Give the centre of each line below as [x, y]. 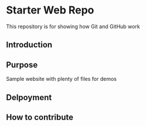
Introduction [29, 45]
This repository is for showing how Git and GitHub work [73, 26]
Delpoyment [29, 97]
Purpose [22, 65]
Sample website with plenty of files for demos [62, 79]
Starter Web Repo [50, 10]
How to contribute [40, 117]
